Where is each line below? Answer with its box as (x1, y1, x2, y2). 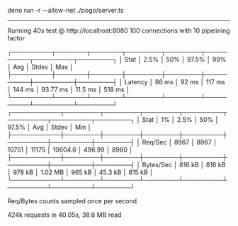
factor (7, 34, 25, 42)
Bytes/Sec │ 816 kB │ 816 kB (142, 161, 226, 169)
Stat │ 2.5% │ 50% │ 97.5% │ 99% (124, 55, 227, 63)
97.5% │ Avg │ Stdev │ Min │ (7, 123, 92, 131)
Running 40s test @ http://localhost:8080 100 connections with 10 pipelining (7, 26, 230, 35)
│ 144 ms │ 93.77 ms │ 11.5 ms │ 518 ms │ (7, 85, 130, 94)
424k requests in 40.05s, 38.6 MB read (7, 210, 122, 219)
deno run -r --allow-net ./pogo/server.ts (7, 6, 124, 14)
